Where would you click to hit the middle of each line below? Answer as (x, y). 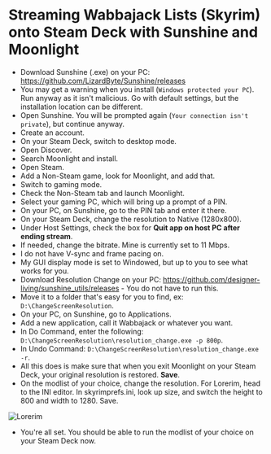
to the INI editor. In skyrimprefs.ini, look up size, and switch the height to (141, 391)
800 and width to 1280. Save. (69, 400)
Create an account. (52, 133)
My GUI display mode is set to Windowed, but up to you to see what (134, 262)
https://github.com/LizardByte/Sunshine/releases (103, 81)
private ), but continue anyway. (72, 124)
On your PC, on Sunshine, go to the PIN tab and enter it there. (123, 210)
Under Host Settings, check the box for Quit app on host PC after (130, 227)
